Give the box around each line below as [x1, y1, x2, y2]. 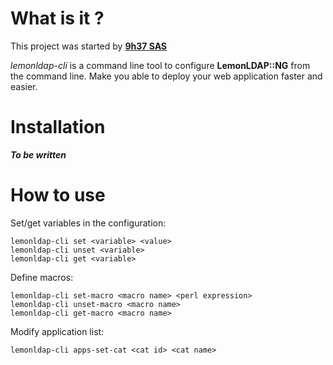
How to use [10, 184, 106, 207]
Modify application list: [10, 325, 105, 337]
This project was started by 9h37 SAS [10, 40, 168, 52]
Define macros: [10, 271, 74, 283]
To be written [10, 148, 67, 161]
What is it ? [10, 7, 105, 30]
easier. [10, 80, 38, 92]
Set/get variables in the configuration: [10, 217, 167, 229]
